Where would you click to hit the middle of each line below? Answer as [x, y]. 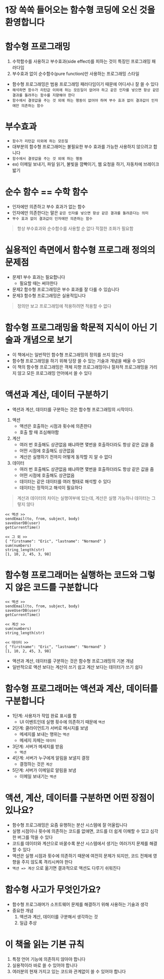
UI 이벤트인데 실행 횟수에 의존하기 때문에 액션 [62, 721]
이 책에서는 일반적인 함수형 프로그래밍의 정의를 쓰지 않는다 [68, 355]
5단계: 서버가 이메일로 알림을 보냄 [44, 770]
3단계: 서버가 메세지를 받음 [38, 746]
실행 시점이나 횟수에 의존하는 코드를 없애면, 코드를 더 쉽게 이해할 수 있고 [81, 831]
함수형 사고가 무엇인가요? [53, 890]
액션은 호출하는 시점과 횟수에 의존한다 [56, 426]
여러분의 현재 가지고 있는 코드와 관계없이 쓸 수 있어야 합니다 [69, 971]
